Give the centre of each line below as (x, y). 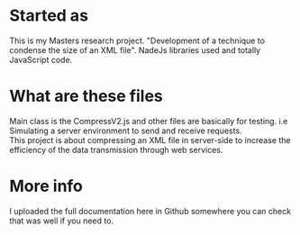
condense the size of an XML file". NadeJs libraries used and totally (135, 50)
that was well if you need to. (62, 221)
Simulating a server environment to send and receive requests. (126, 131)
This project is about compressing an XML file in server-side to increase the (150, 140)
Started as (49, 16)
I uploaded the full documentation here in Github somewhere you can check (150, 211)
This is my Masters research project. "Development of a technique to (137, 41)
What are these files (86, 96)
